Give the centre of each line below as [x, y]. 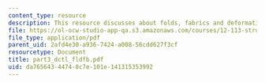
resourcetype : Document [47, 52]
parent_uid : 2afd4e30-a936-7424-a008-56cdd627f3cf [93, 45]
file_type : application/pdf [54, 38]
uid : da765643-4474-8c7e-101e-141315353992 [81, 67]
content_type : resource [47, 15]
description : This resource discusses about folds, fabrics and [116, 23]
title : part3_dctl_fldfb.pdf [56, 60]
